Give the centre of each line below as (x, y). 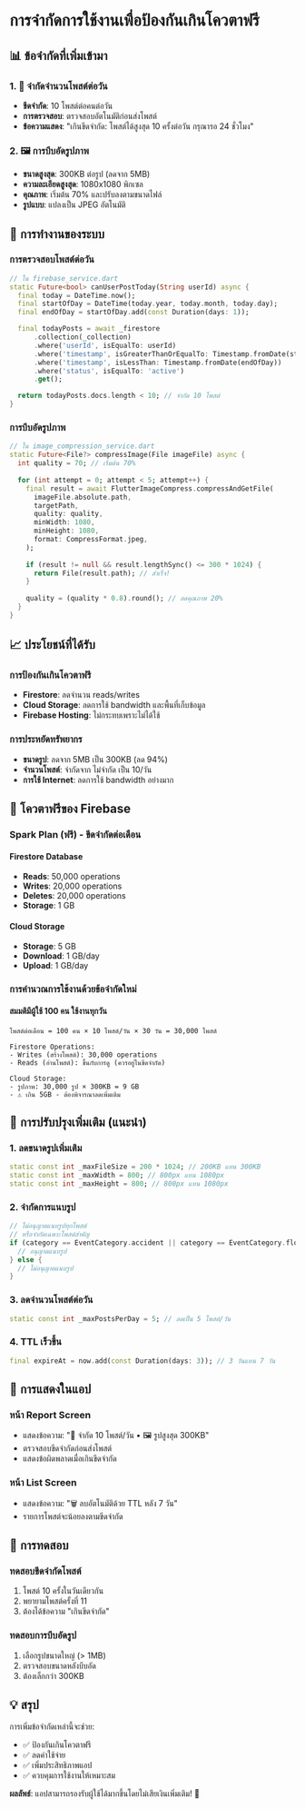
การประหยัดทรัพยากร (46, 740)
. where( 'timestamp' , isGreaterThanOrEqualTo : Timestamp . (143, 354)
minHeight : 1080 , (66, 531)
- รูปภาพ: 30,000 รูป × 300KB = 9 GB (74, 1087)
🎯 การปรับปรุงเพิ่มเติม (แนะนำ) (78, 1122)
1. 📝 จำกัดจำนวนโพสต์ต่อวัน (59, 85)
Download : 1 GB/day (61, 956)
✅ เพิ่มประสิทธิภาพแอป (57, 1765)
